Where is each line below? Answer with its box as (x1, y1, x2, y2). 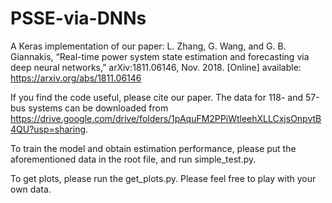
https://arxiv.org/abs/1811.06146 (10, 72, 142, 84)
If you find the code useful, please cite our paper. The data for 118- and (10, 91, 304, 103)
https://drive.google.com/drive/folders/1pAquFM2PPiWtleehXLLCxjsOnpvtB (10, 112, 322, 124)
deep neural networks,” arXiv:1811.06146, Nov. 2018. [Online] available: (10, 61, 302, 73)
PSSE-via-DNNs (10, 7, 147, 30)
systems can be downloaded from (28, 102, 169, 114)
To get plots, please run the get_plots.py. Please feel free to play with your (10, 172, 317, 184)
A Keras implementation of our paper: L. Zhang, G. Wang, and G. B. (10, 40, 287, 52)
